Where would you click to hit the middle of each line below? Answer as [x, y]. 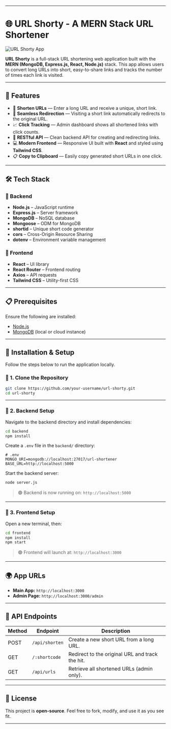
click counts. [26, 132]
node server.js [21, 483]
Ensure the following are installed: [41, 316]
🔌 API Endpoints [31, 616]
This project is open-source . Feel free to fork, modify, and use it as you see [85, 711]
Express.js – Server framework [45, 213]
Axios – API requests [35, 275]
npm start [16, 542]
